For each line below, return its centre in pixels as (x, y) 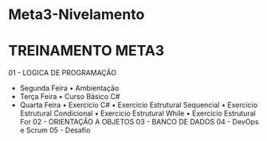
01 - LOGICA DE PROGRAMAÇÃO (63, 73)
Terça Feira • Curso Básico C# (70, 97)
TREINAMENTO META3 (86, 51)
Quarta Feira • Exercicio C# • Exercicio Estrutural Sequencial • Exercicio (138, 105)
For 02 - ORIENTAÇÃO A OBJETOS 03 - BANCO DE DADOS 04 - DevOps (139, 122)
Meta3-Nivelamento (77, 15)
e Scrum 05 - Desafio (55, 130)
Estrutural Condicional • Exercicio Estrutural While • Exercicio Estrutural (138, 113)
